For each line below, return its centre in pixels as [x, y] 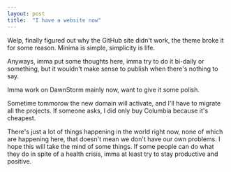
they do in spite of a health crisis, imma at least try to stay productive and [113, 154]
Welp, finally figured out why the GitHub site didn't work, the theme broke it [116, 40]
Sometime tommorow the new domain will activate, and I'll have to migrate [114, 103]
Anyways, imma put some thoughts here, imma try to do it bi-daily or [106, 61]
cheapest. [22, 118]
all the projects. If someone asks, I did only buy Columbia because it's [108, 110]
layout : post [26, 14]
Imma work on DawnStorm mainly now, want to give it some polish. [104, 89]
